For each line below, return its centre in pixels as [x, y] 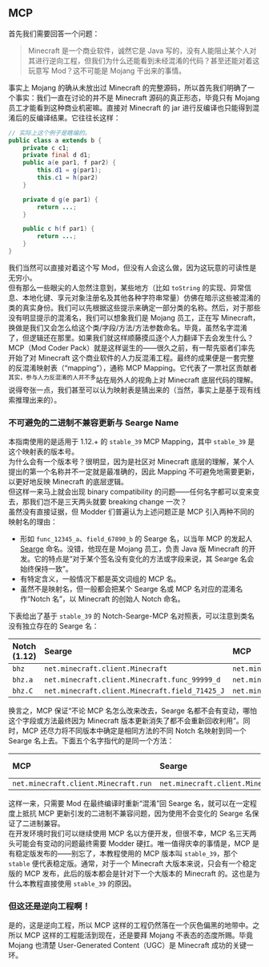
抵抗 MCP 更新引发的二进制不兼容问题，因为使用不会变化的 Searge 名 [137, 813]
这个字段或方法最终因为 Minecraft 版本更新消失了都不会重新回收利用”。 [126, 720]
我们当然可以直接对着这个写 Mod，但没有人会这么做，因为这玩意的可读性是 [132, 267]
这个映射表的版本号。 [43, 451]
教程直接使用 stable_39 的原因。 [82, 883]
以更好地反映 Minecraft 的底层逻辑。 [68, 481]
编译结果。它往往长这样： [78, 117]
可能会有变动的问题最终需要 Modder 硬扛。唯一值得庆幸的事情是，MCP [132, 843]
